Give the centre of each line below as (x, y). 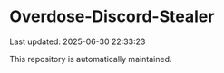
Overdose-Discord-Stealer (112, 17)
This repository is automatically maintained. (91, 59)
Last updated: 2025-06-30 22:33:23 (78, 41)
